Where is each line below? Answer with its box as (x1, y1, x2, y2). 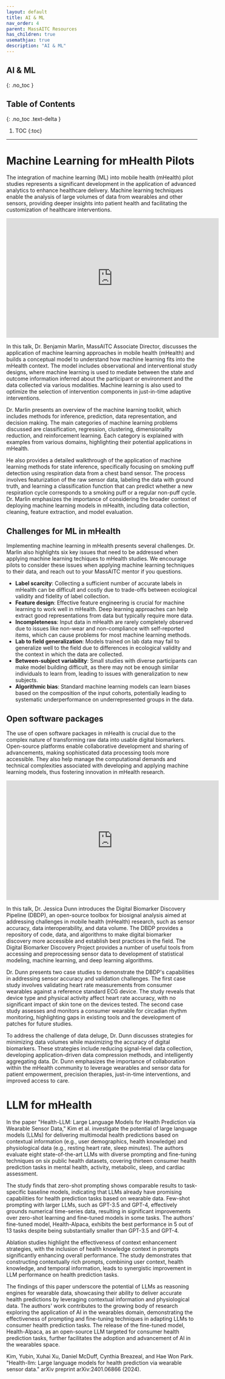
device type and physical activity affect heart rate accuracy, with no (6, 994, 176, 1002)
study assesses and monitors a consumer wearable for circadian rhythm (6, 1007, 187, 1015)
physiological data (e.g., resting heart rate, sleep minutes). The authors (6, 1145, 184, 1151)
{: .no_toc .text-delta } (6, 115, 61, 122)
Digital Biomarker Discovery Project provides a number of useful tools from (6, 944, 194, 951)
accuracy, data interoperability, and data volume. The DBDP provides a (6, 925, 183, 932)
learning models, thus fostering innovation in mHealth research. (6, 768, 166, 776)
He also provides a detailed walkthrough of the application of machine (6, 457, 182, 464)
